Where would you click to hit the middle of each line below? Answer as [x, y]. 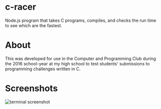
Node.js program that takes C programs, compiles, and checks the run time [81, 20]
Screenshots [31, 88]
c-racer [21, 7]
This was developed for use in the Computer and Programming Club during [80, 58]
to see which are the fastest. [34, 25]
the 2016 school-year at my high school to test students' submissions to [77, 63]
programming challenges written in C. [43, 69]
